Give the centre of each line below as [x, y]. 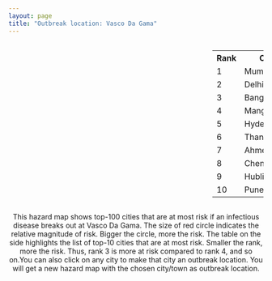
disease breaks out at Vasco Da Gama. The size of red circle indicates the [136, 225]
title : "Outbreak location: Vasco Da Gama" [83, 23]
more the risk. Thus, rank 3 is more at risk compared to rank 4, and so [136, 251]
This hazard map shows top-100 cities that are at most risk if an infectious [136, 216]
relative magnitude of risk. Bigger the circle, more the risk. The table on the [136, 234]
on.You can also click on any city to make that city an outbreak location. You [136, 259]
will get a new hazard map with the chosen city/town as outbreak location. [136, 268]
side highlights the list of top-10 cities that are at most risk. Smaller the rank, [136, 242]
